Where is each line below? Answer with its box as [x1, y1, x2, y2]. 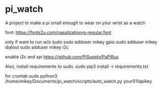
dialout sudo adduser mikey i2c [5, 44, 69, 50]
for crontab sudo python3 [5, 73, 58, 79]
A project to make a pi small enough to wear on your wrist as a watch [5, 20, 146, 26]
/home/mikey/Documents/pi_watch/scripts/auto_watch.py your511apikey [5, 78, 152, 84]
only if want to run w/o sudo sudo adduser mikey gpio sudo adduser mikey [5, 39, 158, 45]
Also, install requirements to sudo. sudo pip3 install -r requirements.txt [5, 63, 149, 69]
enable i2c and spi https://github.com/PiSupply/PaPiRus [5, 53, 119, 60]
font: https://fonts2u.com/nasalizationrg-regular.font [5, 29, 112, 35]
